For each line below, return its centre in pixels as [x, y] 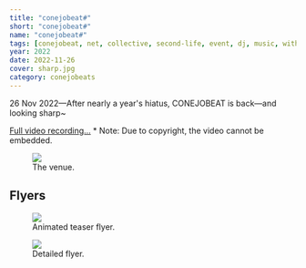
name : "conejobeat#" [49, 35]
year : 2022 [30, 52]
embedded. [31, 140]
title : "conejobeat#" [51, 18]
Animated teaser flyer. [74, 227]
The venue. [53, 167]
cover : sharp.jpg [42, 69]
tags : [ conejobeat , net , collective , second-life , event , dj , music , [144, 43]
